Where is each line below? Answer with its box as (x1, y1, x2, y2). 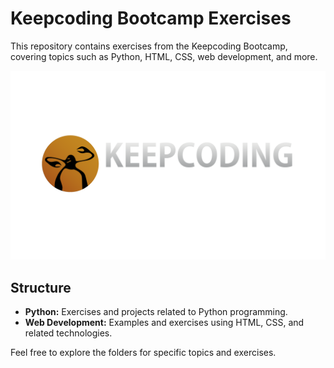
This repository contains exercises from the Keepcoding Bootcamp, (10, 40, 288, 52)
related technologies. (24, 327, 113, 339)
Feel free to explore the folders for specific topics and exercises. (10, 346, 277, 358)
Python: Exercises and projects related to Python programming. (24, 305, 288, 317)
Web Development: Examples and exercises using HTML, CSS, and (24, 316, 305, 328)
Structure (10, 279, 72, 296)
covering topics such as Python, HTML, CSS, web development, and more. (10, 50, 318, 62)
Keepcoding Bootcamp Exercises (10, 7, 292, 30)
